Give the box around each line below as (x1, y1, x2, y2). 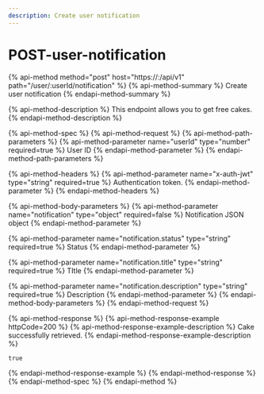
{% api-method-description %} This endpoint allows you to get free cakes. (8, 104, 252, 114)
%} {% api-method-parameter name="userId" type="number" (47, 137, 251, 146)
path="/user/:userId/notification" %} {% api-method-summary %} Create (8, 80, 248, 90)
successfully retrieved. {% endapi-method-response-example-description (8, 330, 251, 340)
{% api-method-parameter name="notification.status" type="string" (8, 234, 231, 243)
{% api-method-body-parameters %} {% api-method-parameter (8, 201, 219, 211)
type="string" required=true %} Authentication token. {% (8, 177, 195, 187)
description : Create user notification (8, 11, 140, 20)
